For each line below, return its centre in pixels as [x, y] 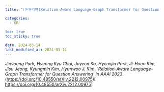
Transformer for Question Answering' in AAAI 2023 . [71, 74]
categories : [17, 18]
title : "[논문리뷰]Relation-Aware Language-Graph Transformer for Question [82, 9]
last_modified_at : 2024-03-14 [36, 50]
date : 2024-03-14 [23, 45]
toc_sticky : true [23, 37]
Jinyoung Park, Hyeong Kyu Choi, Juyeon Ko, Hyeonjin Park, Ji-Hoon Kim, [81, 63]
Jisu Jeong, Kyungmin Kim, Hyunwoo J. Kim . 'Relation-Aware [67, 69]
